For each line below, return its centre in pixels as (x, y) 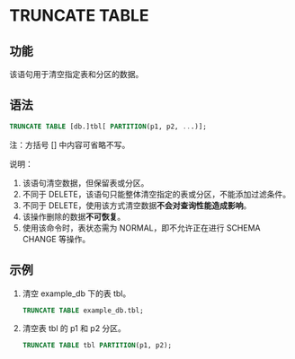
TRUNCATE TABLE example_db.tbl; (83, 311)
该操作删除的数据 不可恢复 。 (74, 216)
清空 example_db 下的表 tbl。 (76, 293)
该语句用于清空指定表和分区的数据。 (76, 74)
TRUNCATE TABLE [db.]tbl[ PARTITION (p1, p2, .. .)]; (108, 127)
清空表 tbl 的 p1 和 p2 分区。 (74, 328)
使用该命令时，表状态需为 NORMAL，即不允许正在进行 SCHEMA (141, 228)
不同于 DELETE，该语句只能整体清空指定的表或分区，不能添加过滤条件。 (156, 194)
